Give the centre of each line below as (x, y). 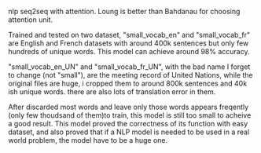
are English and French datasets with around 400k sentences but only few (129, 43)
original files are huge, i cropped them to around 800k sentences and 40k (128, 83)
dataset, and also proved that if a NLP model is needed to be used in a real (129, 132)
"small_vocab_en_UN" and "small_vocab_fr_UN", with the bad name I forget (129, 67)
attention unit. (31, 20)
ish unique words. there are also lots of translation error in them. (112, 92)
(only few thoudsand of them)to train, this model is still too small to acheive (130, 115)
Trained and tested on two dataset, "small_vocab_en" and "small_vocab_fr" (129, 35)
